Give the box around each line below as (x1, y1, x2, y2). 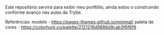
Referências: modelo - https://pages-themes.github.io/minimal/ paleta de (5, 19, 154, 25)
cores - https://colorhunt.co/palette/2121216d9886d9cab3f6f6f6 (5, 24, 137, 30)
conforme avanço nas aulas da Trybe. (5, 9, 82, 15)
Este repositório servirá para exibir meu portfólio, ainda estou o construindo (5, 4, 159, 10)
